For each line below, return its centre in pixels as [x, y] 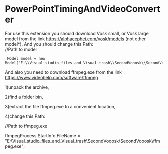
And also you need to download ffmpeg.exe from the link [64, 72]
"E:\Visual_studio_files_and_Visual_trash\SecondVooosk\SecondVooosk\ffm [83, 141]
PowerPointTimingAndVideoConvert [83, 9]
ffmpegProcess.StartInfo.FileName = [43, 135]
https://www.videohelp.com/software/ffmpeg [52, 77]
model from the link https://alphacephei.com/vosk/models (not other [76, 39]
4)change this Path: [25, 116]
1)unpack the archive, [27, 87]
